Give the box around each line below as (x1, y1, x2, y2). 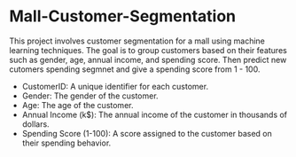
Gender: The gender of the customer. (21, 90, 159, 101)
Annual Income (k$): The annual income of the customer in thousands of (21, 109, 288, 120)
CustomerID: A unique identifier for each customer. (21, 81, 209, 91)
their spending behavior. (21, 137, 112, 148)
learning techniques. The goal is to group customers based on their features (9, 44, 288, 55)
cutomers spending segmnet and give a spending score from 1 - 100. (9, 64, 261, 75)
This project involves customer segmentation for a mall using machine (9, 35, 266, 46)
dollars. (21, 118, 51, 130)
